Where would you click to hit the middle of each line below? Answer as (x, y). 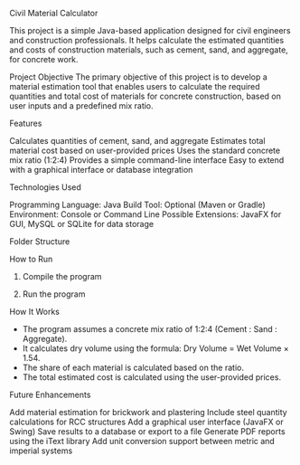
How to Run (31, 259)
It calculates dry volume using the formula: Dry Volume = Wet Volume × (155, 348)
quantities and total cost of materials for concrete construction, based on (145, 96)
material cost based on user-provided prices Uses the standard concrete (145, 150)
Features (26, 123)
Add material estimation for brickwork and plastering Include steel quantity (148, 412)
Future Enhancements (50, 394)
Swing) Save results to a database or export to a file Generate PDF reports (148, 432)
